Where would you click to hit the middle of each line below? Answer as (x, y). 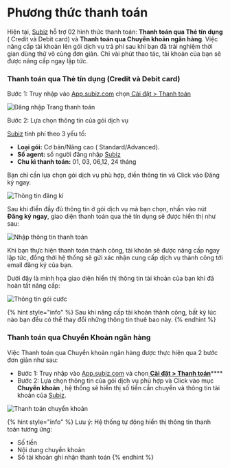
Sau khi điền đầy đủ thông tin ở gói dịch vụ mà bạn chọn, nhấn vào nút (107, 209)
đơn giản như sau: (33, 360)
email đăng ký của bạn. (40, 265)
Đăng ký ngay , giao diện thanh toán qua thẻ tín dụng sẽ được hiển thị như (112, 216)
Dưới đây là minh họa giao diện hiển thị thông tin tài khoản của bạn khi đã (111, 278)
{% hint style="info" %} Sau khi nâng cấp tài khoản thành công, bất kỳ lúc (112, 312)
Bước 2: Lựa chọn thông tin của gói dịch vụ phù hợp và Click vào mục (115, 381)
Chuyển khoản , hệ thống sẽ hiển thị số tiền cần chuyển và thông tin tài (118, 387)
